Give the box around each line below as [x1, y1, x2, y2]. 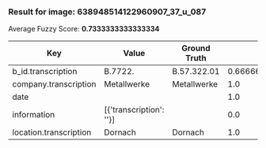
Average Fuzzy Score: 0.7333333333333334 [8, 24, 160, 34]
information [12, 109, 55, 120]
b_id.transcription [12, 66, 78, 77]
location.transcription [12, 127, 92, 138]
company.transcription [12, 79, 97, 90]
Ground [181, 43, 211, 54]
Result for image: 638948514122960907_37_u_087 [8, 6, 207, 17]
